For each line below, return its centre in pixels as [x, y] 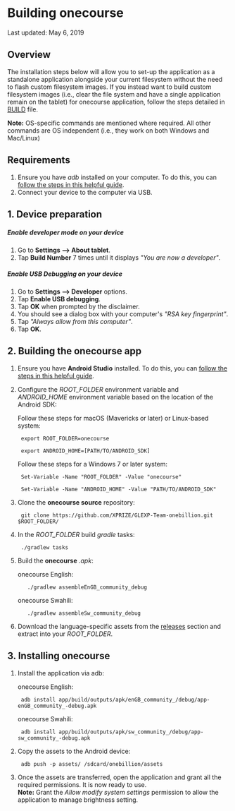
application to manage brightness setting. [78, 800]
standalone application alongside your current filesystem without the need [115, 79]
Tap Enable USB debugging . [59, 299]
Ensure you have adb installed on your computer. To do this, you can [117, 177]
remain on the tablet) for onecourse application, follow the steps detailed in [116, 102]
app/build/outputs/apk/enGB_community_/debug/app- [134, 699]
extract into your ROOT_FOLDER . [65, 634]
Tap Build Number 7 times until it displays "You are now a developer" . [119, 257]
